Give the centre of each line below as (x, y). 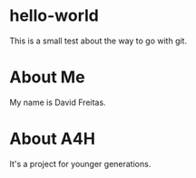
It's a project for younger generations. (80, 164)
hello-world (54, 16)
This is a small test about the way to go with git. (98, 41)
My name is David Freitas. (58, 102)
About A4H (52, 139)
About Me (47, 77)
